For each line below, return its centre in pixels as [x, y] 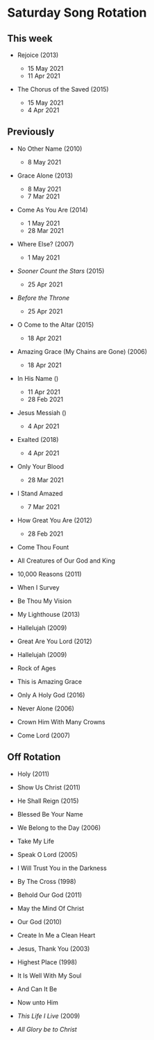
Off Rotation [34, 757]
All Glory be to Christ [47, 1029]
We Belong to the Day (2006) [59, 828]
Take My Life [35, 841]
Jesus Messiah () [42, 412]
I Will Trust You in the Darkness [62, 868]
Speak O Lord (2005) [48, 854]
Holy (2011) [33, 774]
